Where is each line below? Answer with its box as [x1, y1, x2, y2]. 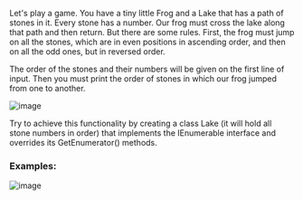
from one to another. [9, 83, 86, 93]
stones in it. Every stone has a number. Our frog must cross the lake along [9, 17, 285, 28]
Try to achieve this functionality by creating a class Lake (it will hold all [9, 118, 272, 129]
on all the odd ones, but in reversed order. [9, 46, 166, 57]
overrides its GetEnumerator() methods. [9, 138, 158, 148]
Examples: [9, 159, 57, 172]
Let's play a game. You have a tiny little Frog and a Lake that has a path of [9, 8, 284, 18]
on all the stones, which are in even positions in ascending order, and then [9, 36, 287, 47]
